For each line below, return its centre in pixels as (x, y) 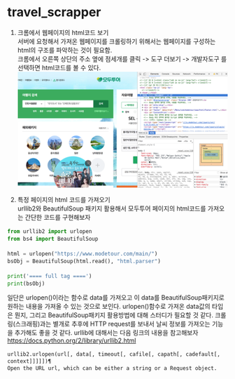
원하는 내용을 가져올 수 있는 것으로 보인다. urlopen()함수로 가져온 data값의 (109, 307)
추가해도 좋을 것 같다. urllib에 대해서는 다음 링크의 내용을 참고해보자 (106, 333)
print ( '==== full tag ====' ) (50, 276)
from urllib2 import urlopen (50, 232)
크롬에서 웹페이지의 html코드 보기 (63, 32)
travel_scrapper (54, 12)
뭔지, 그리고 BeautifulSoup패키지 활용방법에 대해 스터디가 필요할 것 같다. (114, 315)
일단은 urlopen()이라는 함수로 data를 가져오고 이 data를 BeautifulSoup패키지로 (116, 298)
